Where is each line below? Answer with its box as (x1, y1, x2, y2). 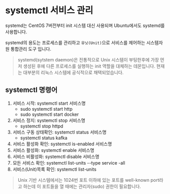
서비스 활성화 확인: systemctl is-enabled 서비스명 (12, 141, 112, 147)
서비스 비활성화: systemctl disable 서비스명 (12, 153, 100, 159)
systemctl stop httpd (20, 123, 63, 129)
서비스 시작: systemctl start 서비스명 (12, 100, 86, 106)
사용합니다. (5, 28, 27, 35)
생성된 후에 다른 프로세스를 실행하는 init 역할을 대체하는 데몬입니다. (23, 63, 156, 69)
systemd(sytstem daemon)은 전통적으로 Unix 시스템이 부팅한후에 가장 (17, 56, 159, 62)
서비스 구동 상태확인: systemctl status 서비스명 (12, 129, 107, 135)
